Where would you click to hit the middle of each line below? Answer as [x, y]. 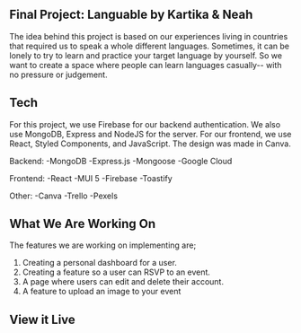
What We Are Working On [83, 224]
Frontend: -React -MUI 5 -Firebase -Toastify [91, 178]
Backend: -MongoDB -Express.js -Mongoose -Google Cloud [121, 161]
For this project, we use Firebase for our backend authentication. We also [145, 124]
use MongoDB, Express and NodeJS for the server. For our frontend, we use [150, 134]
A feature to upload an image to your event [102, 292]
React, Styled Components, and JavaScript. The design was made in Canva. [150, 144]
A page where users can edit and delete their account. [123, 282]
